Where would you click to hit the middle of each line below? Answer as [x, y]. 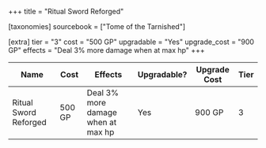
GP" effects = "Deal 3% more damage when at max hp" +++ [107, 50]
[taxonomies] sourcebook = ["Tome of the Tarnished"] [97, 26]
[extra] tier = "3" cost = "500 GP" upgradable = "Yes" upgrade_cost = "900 [131, 42]
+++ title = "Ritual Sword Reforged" [66, 11]
